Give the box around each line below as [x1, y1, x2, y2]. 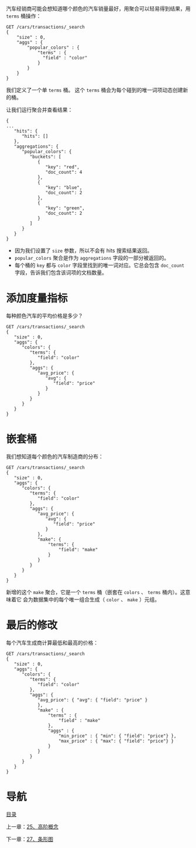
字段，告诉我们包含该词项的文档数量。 [14, 269, 107, 276]
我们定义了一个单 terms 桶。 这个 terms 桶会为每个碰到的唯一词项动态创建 [6, 87, 183, 93]
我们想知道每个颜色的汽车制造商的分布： [6, 453, 104, 460]
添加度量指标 [6, 292, 68, 305]
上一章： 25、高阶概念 [6, 823, 59, 830]
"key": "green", [45, 205, 85, 211]
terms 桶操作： [6, 12, 42, 19]
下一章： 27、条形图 [6, 835, 54, 843]
